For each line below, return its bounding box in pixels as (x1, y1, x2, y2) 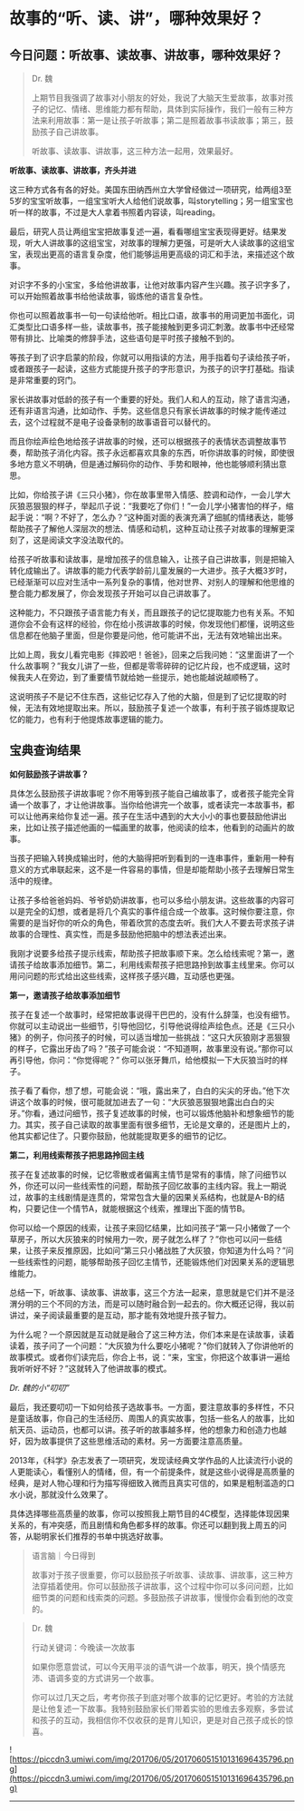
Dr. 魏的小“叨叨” (9, 1382, 70, 1393)
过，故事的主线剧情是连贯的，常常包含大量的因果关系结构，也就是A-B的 (9, 1191, 278, 1202)
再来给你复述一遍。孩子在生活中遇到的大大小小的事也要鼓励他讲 (40, 810, 279, 821)
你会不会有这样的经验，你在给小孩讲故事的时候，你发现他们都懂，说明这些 (16, 619, 295, 629)
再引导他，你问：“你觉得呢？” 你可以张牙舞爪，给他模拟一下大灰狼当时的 (9, 1054, 280, 1065)
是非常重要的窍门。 (9, 375, 81, 386)
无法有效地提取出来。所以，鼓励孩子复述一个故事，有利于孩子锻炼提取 (24, 702, 287, 713)
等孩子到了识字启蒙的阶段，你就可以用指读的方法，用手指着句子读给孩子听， (9, 352, 295, 363)
